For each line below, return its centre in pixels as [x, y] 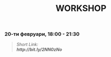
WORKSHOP [81, 8]
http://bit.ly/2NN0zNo [39, 50]
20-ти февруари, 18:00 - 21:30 [42, 34]
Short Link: [27, 45]
